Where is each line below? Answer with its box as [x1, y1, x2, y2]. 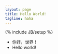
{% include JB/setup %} [5, 29, 53, 35]
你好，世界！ [12, 39, 38, 45]
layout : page [5, 7, 31, 12]
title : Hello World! [5, 12, 47, 16]
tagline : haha [5, 16, 34, 21]
